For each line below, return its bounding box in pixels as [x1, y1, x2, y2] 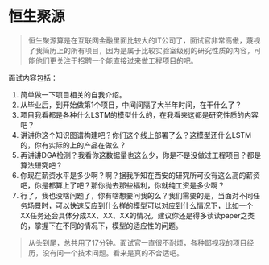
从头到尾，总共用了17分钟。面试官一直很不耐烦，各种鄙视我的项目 [27, 238, 247, 247]
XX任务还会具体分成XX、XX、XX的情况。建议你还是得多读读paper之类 [19, 210, 255, 220]
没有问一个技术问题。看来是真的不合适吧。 [42, 247, 184, 258]
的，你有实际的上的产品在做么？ [19, 140, 126, 150]
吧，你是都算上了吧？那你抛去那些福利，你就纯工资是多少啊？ [19, 180, 226, 190]
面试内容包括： [8, 72, 58, 82]
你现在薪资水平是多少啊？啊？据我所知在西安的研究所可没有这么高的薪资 [19, 170, 260, 180]
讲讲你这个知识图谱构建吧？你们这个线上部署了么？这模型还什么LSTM [19, 130, 252, 139]
